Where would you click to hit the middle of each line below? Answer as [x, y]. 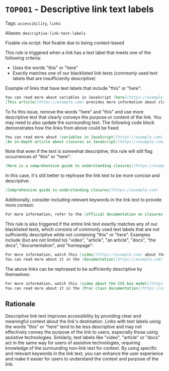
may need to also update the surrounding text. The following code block [80, 122]
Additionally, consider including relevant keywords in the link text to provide [83, 200]
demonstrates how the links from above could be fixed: [62, 128]
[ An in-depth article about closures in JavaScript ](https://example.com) [85, 142]
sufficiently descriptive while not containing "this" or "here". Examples [78, 235]
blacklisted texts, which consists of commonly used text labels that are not [82, 229]
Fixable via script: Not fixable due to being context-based [65, 43]
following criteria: [23, 58]
